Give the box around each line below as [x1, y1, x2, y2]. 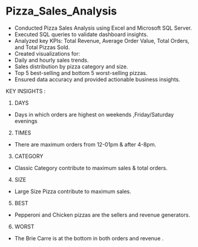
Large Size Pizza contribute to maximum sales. [14, 188, 131, 195]
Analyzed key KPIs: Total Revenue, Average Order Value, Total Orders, [14, 37, 190, 44]
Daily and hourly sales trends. [14, 56, 89, 64]
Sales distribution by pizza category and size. [14, 62, 128, 70]
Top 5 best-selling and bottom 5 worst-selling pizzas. [14, 69, 148, 76]
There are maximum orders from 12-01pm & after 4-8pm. [14, 140, 157, 148]
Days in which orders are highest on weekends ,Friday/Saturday [14, 111, 174, 118]
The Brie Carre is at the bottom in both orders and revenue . [14, 234, 164, 242]
